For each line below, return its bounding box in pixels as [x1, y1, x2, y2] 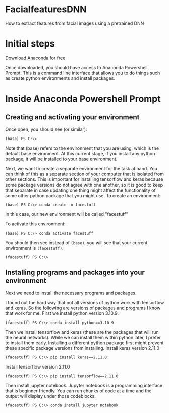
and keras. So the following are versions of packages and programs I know [5, 305, 161, 311]
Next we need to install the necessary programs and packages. [5, 290, 137, 296]
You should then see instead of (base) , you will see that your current [5, 239, 148, 246]
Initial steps [5, 38, 55, 50]
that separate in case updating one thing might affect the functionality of [5, 187, 156, 193]
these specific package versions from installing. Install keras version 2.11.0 [5, 345, 160, 351]
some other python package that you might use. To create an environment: [5, 192, 161, 198]
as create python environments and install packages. [5, 75, 115, 81]
